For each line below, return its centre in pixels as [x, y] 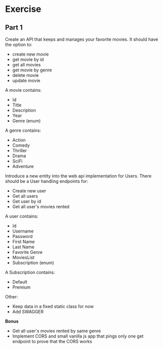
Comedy [21, 145]
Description [24, 110]
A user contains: [22, 216]
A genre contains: [23, 130]
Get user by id [27, 201]
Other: [12, 297]
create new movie [30, 54]
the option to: [19, 45]
